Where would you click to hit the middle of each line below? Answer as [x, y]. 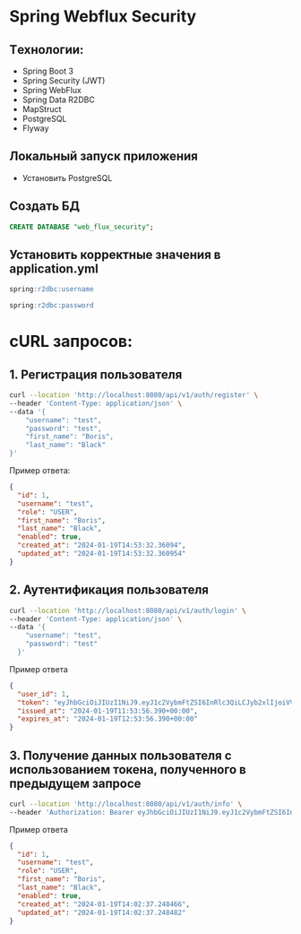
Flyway [35, 128]
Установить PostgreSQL [67, 177]
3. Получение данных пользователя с [120, 755]
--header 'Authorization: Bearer [72, 812]
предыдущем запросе [75, 783]
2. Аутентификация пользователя [109, 590]
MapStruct [42, 109]
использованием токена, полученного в [128, 770]
